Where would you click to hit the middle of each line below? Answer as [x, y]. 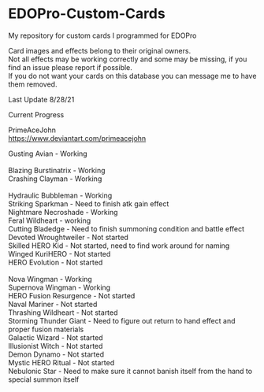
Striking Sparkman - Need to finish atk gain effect [89, 203]
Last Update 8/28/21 [41, 99]
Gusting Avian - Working [48, 153]
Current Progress [36, 114]
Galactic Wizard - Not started [56, 337]
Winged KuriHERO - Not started [59, 253]
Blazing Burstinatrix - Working [57, 170]
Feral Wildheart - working [50, 220]
